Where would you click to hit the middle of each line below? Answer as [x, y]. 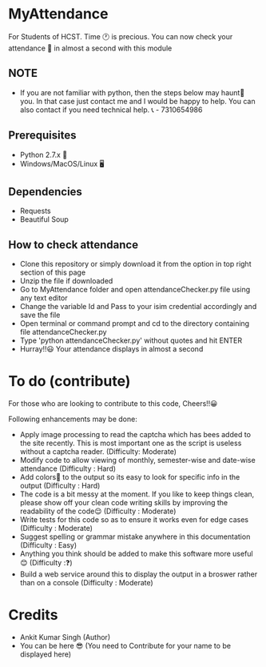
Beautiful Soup [44, 219]
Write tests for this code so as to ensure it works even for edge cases [134, 520]
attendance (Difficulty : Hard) [68, 468]
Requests [35, 211]
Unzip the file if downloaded [66, 281]
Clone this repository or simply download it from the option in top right [135, 264]
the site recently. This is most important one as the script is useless [131, 443]
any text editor [44, 298]
